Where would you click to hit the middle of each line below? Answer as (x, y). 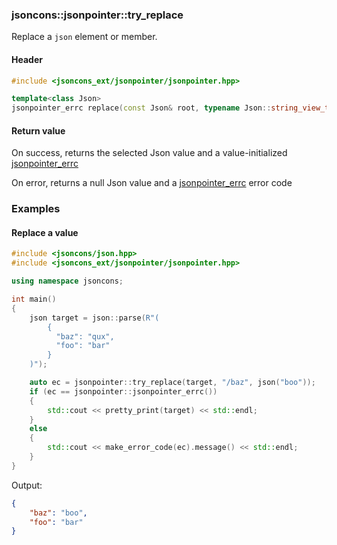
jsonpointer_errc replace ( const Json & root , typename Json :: (141, 108)
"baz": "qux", (85, 336)
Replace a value (45, 232)
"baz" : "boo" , (58, 513)
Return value (38, 130)
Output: (27, 485)
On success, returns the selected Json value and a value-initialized (149, 153)
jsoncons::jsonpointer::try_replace (97, 15)
